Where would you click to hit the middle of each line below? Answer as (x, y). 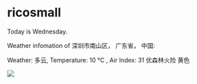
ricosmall (34, 13)
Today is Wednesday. (37, 31)
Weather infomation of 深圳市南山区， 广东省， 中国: (81, 45)
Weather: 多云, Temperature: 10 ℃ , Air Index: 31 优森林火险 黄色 (98, 60)
